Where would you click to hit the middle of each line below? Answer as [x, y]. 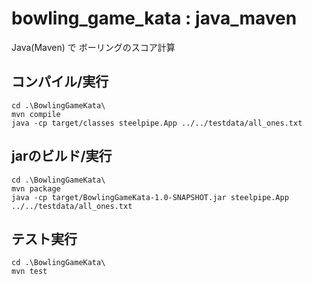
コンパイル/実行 [60, 82]
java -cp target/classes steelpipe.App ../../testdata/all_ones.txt [157, 123]
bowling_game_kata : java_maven [154, 18]
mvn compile [36, 114]
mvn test [29, 272]
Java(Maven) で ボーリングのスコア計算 [93, 47]
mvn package [36, 188]
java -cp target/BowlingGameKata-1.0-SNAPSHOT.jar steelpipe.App [150, 197]
